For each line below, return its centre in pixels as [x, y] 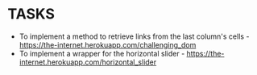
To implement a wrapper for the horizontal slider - [102, 53]
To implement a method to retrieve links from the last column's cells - [134, 36]
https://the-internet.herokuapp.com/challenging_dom [108, 44]
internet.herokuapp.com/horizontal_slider [88, 62]
